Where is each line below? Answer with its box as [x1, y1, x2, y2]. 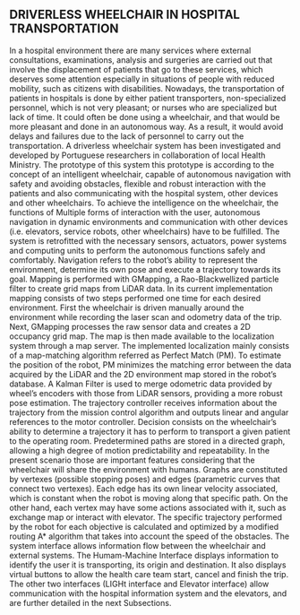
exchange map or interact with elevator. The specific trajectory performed [9, 511, 283, 523]
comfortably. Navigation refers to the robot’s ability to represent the [9, 255, 258, 265]
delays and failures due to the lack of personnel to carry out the [9, 130, 244, 142]
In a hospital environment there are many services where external [9, 45, 252, 56]
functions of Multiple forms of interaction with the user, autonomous [9, 206, 261, 218]
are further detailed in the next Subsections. [9, 597, 172, 608]
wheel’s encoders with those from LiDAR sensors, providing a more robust [9, 387, 284, 398]
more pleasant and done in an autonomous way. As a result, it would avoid [9, 121, 284, 132]
